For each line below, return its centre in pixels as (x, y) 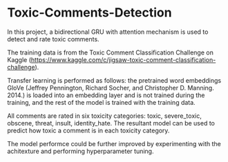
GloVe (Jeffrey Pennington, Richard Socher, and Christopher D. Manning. (111, 88)
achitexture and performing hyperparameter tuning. (80, 151)
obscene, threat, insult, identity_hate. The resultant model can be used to (111, 123)
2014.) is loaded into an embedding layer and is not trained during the (106, 95)
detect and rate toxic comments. (53, 39)
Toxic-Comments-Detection (89, 13)
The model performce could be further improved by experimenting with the (114, 143)
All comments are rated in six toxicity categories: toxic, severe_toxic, (104, 116)
